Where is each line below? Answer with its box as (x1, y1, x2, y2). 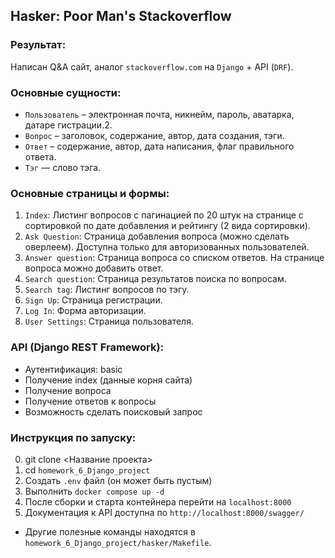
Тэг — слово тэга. (24, 161, 102, 173)
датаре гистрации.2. (24, 119, 113, 131)
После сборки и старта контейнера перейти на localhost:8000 (24, 495, 292, 508)
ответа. (24, 150, 57, 163)
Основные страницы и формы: (10, 186, 170, 200)
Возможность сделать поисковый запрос (24, 405, 203, 418)
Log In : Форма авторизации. (24, 305, 147, 317)
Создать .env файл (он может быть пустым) (24, 474, 213, 486)
